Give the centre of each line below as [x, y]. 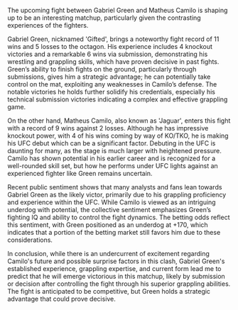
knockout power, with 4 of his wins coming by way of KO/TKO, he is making [118, 135]
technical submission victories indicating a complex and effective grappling [118, 99]
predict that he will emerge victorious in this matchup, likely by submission [116, 276]
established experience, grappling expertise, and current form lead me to [114, 269]
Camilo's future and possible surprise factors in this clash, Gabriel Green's [116, 261]
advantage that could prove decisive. [61, 299]
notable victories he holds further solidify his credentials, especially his [111, 92]
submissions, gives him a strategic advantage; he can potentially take [109, 77]
